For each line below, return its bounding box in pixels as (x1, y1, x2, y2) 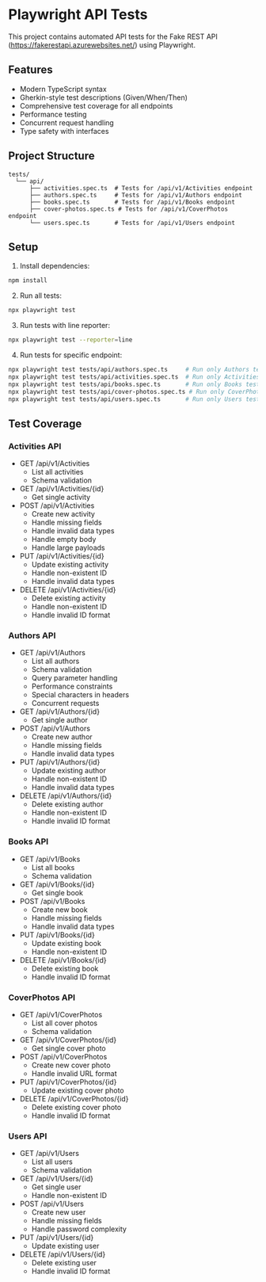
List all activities (31, 467, 84, 477)
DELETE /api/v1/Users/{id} (19, 1250, 106, 1259)
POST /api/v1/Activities (19, 501, 95, 510)
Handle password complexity (31, 1224, 127, 1234)
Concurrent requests (31, 699, 100, 708)
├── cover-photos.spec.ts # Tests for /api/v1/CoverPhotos (28, 204, 228, 213)
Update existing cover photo (31, 1086, 124, 1095)
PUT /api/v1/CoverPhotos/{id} (19, 1077, 117, 1086)
